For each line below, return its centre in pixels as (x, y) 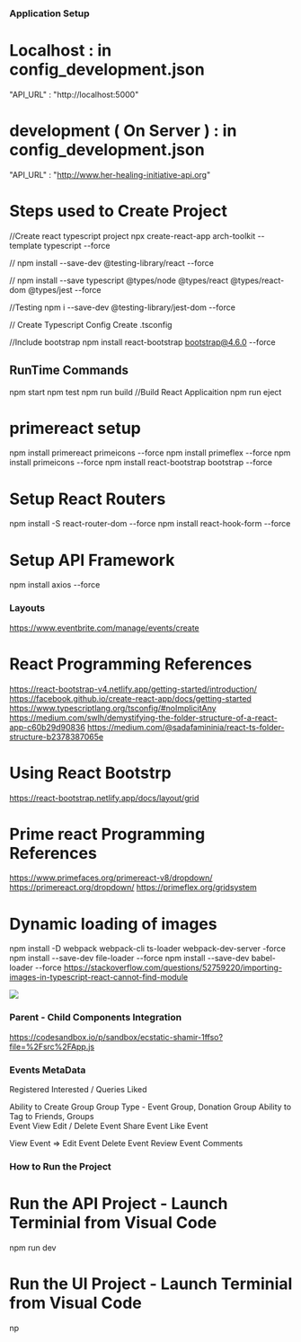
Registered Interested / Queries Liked (78, 1089)
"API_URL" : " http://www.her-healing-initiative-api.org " (110, 174)
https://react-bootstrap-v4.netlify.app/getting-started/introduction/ (133, 689)
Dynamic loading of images (113, 924)
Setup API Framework (92, 560)
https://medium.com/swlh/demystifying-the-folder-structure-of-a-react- (144, 718)
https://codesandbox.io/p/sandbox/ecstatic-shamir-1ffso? (116, 1037)
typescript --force (77, 245)
